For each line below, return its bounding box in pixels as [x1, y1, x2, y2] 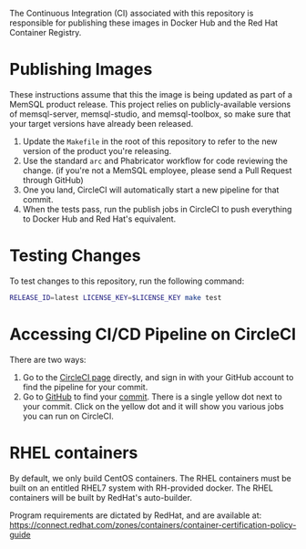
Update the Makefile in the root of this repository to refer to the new [22, 136, 278, 147]
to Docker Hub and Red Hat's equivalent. [22, 213, 176, 224]
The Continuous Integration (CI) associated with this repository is [9, 8, 254, 18]
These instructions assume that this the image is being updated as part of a [9, 88, 293, 99]
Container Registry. [9, 27, 82, 37]
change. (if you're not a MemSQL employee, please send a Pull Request [22, 164, 292, 176]
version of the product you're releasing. [22, 145, 172, 156]
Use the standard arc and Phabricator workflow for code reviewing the [22, 155, 289, 166]
